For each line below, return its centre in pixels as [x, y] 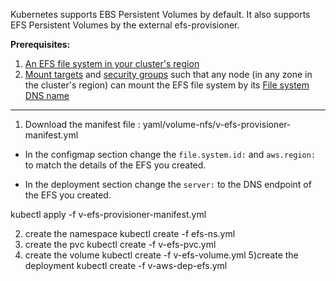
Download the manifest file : [82, 124]
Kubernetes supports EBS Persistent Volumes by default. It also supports [160, 14]
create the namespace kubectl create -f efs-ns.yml [130, 233]
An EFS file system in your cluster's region [112, 63]
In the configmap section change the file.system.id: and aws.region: [170, 154]
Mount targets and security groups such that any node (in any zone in [168, 74]
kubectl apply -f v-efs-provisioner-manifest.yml [108, 214]
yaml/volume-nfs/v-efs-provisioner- [217, 124]
